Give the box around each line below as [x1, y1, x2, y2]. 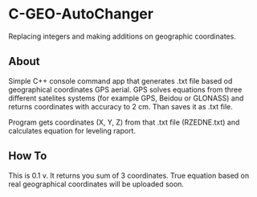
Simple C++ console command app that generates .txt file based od [8, 76, 233, 85]
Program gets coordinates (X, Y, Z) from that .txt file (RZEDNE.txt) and [8, 117, 240, 127]
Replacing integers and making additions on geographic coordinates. [8, 31, 237, 41]
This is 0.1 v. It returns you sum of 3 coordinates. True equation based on [8, 170, 250, 180]
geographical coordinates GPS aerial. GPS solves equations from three [8, 84, 243, 94]
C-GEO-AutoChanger [8, 5, 154, 23]
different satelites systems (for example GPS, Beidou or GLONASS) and [8, 93, 244, 103]
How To [8, 150, 47, 163]
